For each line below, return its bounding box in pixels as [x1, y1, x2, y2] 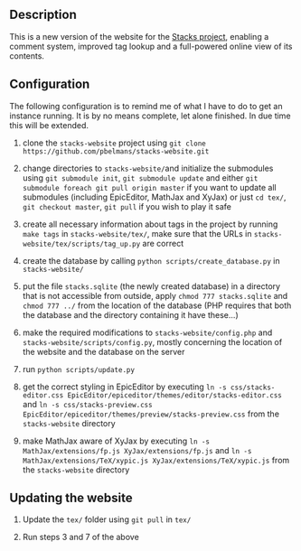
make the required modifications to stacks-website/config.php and [22, 327, 273, 338]
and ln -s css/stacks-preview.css [22, 398, 153, 409]
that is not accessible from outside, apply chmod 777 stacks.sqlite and [22, 290, 288, 301]
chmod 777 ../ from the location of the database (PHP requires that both [22, 300, 292, 311]
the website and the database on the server [22, 346, 185, 357]
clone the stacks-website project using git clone [22, 137, 206, 148]
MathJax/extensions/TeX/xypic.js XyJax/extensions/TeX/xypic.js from [22, 454, 290, 465]
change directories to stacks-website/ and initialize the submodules [22, 163, 274, 173]
